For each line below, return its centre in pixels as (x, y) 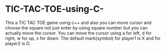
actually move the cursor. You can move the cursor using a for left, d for (79, 33)
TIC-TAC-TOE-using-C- (55, 9)
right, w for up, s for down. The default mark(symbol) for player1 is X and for (83, 38)
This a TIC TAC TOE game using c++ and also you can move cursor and (79, 23)
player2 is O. (18, 43)
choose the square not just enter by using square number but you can (76, 27)
